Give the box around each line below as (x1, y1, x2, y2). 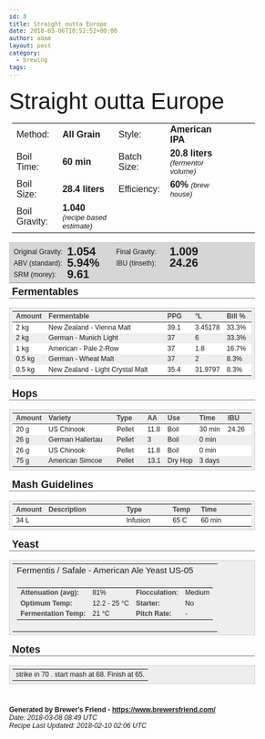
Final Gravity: (116, 247, 157, 257)
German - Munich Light (48, 333, 118, 342)
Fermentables (12, 285, 79, 298)
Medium (185, 588, 209, 598)
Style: (118, 128, 142, 139)
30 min (199, 424, 220, 434)
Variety (48, 413, 72, 422)
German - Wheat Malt (48, 354, 115, 363)
